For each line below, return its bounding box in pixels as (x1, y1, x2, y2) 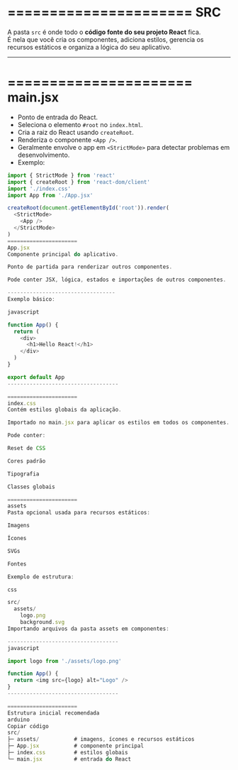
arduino (7, 716, 30, 723)
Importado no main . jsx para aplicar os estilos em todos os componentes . (7, 419, 230, 427)
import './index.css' (7, 185, 72, 192)
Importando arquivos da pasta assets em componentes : (7, 625, 170, 632)
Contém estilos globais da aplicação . (7, 406, 122, 414)
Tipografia (7, 470, 40, 478)
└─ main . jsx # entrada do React (7, 755, 132, 763)
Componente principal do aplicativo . (7, 251, 119, 258)
